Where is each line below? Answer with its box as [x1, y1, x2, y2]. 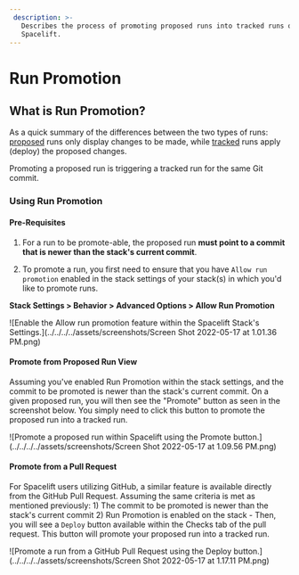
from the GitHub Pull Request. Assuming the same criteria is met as [9, 490, 255, 501]
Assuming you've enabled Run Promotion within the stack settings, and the [9, 376, 285, 387]
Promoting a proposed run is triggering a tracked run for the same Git [9, 163, 264, 174]
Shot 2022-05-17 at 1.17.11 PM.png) [142, 554, 270, 566]
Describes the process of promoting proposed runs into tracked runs [20, 21, 285, 30]
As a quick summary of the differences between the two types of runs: [9, 127, 269, 138]
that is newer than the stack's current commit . [21, 246, 198, 257]
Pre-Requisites [9, 217, 66, 227]
